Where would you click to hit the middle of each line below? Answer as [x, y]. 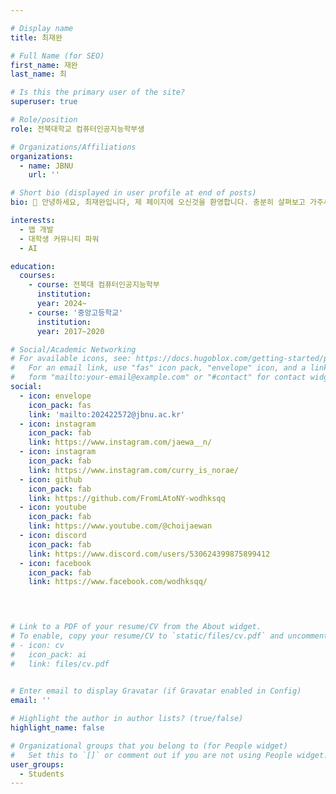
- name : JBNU [46, 166]
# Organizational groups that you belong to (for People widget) [149, 746]
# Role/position [44, 120]
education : [33, 266]
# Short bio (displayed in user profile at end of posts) [133, 193]
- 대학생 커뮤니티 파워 [59, 239]
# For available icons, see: [71, 359]
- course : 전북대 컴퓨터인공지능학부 [94, 285]
